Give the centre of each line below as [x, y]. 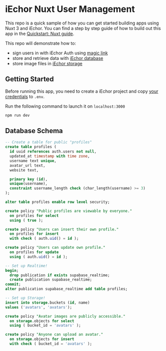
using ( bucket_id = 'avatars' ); [45, 326]
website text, [24, 170]
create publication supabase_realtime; [51, 280]
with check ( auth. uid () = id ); [44, 239]
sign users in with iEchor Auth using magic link [60, 53]
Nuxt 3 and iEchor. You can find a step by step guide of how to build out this [83, 28]
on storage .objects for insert [42, 339]
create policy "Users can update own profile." [55, 248]
